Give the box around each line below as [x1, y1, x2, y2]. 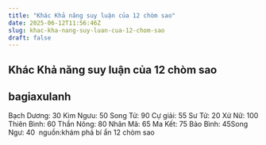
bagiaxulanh [8, 90, 71, 104]
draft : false [8, 33, 52, 42]
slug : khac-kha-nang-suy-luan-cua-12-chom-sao [8, 26, 165, 34]
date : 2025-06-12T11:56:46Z [8, 19, 102, 27]
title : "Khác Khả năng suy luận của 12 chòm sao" [8, 11, 176, 20]
